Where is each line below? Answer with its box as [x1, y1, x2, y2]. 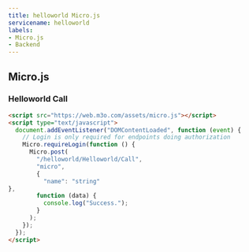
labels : [8, 26, 34, 34]
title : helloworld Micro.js [8, 11, 101, 20]
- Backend [8, 41, 41, 49]
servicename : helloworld [8, 19, 90, 27]
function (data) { [36, 192, 97, 200]
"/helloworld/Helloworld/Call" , [36, 155, 143, 164]
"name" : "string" [43, 177, 101, 185]
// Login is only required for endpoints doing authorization [22, 133, 231, 142]
